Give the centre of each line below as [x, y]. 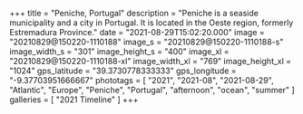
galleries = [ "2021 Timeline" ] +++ [74, 100]
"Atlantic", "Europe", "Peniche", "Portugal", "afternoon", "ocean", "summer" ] [152, 90]
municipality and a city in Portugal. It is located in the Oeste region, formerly [151, 23]
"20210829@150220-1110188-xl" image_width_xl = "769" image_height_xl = [151, 61]
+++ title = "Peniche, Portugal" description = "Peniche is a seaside [134, 13]
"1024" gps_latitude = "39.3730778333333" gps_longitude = [123, 71]
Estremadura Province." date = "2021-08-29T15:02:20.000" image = [137, 32]
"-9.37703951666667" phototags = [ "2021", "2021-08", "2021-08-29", [142, 80]
